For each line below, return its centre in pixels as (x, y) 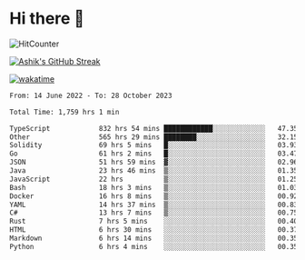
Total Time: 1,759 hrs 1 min (64, 112)
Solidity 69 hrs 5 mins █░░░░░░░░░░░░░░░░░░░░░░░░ (138, 145)
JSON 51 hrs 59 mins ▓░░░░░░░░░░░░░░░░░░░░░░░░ (138, 163)
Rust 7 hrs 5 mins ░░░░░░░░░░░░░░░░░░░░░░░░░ (138, 222)
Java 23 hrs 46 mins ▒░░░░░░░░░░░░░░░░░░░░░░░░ (138, 171)
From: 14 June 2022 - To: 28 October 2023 (91, 95)
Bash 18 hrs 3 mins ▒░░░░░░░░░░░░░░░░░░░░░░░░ (138, 187)
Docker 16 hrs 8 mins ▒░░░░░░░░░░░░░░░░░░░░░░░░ (138, 196)
